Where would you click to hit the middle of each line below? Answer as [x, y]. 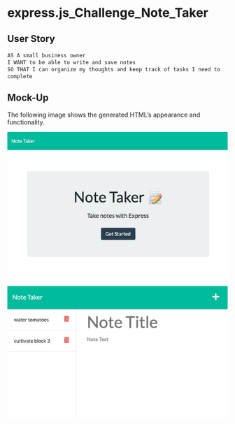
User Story [31, 39]
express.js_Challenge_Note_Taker [108, 13]
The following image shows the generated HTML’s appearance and [104, 115]
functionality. [26, 122]
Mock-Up [28, 98]
